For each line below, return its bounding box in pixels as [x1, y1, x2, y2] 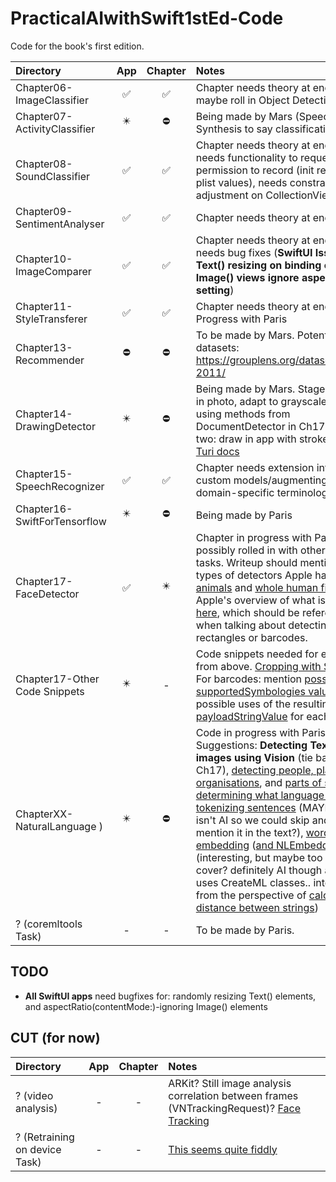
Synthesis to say [195, 122, 273, 136]
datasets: [195, 340, 240, 354]
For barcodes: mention [195, 672, 303, 686]
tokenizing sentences [195, 800, 297, 814]
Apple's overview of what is [195, 593, 326, 607]
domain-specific [195, 485, 275, 499]
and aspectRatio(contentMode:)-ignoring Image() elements [24, 1000, 268, 1012]
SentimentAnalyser [15, 217, 105, 231]
